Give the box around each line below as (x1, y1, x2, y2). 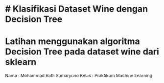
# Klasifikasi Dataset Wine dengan (5, 3, 148, 15)
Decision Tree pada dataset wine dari (5, 46, 159, 57)
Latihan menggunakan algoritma (5, 36, 141, 47)
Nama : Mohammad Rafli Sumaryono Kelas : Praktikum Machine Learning (5, 73, 153, 79)
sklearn (5, 57, 37, 67)
